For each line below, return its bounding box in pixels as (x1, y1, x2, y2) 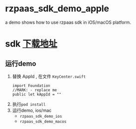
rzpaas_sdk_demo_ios (19, 114, 62, 119)
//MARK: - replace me (12, 87, 57, 92)
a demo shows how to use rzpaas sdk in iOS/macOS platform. (5, 19, 131, 25)
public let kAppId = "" (12, 92, 62, 97)
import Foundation (12, 83, 50, 88)
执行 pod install (12, 101, 46, 107)
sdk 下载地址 (5, 38, 58, 49)
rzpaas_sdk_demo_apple (5, 3, 109, 14)
